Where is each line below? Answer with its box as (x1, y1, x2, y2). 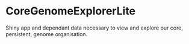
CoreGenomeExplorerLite (5, 4, 136, 18)
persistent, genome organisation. (5, 30, 88, 37)
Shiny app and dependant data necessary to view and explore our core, (5, 24, 183, 31)
